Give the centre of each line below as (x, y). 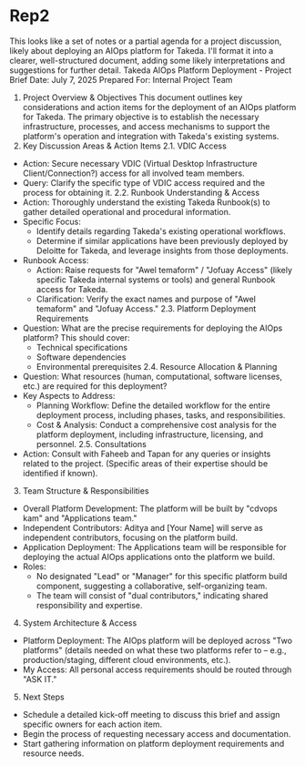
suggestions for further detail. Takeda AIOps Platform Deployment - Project (151, 70)
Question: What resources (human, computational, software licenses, (152, 376)
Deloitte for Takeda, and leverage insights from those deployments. (162, 250)
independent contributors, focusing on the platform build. (130, 537)
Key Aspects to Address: (69, 395)
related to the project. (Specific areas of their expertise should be (145, 463)
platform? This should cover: (76, 337)
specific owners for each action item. (92, 724)
